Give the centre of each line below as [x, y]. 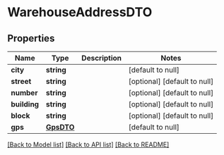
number [24, 93]
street [21, 81]
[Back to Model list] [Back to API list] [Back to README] [88, 144]
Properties [31, 38]
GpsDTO [60, 127]
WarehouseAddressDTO [80, 12]
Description [101, 58]
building [25, 104]
